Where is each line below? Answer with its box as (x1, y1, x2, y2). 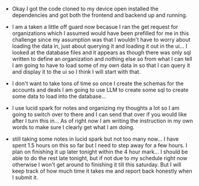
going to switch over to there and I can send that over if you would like (11, 111, 187, 118)
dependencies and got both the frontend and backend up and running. (11, 11, 188, 19)
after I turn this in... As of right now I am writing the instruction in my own (11, 117, 194, 124)
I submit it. (11, 174, 38, 181)
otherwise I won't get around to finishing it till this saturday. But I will (11, 161, 182, 168)
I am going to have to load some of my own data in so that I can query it (11, 62, 191, 69)
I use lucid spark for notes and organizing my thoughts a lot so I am (11, 104, 180, 111)
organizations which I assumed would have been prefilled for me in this (11, 30, 189, 37)
